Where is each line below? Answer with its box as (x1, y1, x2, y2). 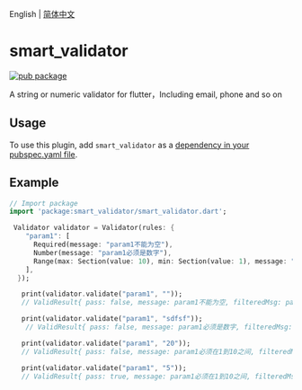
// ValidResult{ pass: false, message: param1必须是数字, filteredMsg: (25, 323, 293, 332)
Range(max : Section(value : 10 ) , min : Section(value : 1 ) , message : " (32, 256, 296, 266)
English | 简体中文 (9, 9, 75, 19)
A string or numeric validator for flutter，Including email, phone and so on (9, 89, 283, 100)
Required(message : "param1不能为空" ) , (32, 240, 173, 250)
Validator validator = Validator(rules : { (13, 224, 175, 233)
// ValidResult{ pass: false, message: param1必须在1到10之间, (21, 347, 255, 356)
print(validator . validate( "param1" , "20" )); (21, 339, 191, 348)
